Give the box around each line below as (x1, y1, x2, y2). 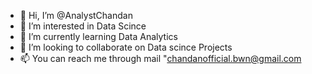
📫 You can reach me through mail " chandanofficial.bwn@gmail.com (19, 53, 302, 64)
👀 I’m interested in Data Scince (19, 20, 147, 32)
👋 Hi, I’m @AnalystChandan (19, 10, 133, 21)
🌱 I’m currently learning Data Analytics (19, 31, 178, 42)
